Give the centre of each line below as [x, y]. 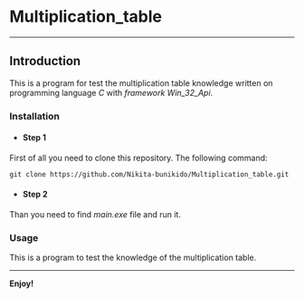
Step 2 [35, 194]
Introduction [45, 61]
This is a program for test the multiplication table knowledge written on [141, 82]
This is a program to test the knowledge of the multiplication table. [133, 258]
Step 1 [34, 138]
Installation [35, 116]
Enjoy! [22, 284]
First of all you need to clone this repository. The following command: [139, 158]
